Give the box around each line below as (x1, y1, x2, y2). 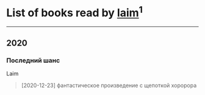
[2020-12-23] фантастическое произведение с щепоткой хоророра (21, 82, 197, 89)
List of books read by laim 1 (6, 4, 143, 20)
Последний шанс (6, 56, 60, 65)
